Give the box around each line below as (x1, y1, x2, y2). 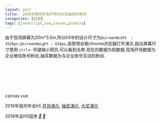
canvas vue (5, 93, 28, 99)
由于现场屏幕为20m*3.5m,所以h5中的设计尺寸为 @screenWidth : (5, 35, 134, 40)
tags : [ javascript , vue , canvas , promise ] (5, 20, 86, 26)
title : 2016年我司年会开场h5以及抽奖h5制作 (5, 12, 88, 17)
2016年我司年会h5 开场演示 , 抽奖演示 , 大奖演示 (5, 103, 99, 109)
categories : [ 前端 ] (5, 16, 43, 21)
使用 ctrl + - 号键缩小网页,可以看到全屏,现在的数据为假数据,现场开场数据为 (9, 47, 156, 53)
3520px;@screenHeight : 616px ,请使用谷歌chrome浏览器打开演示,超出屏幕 (5, 41, 152, 47)
